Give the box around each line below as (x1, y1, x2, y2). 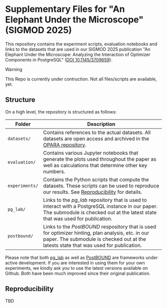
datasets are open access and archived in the (43, 135, 150, 142)
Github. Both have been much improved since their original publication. (5, 270, 151, 276)
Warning (5, 66, 22, 72)
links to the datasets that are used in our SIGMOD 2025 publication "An (5, 46, 151, 52)
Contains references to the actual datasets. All (43, 129, 151, 136)
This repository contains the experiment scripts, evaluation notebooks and (5, 41, 158, 47)
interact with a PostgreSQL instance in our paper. (43, 202, 158, 209)
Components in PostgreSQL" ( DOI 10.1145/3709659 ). (5, 57, 113, 62)
